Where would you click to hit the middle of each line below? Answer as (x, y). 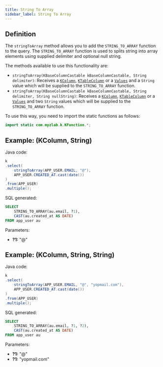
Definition (20, 34)
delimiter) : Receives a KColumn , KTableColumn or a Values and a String (83, 80)
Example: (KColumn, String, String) (60, 255)
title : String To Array (29, 10)
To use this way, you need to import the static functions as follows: (73, 116)
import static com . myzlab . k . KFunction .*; (48, 125)
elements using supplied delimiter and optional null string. (63, 56)
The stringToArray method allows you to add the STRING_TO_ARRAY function (81, 46)
